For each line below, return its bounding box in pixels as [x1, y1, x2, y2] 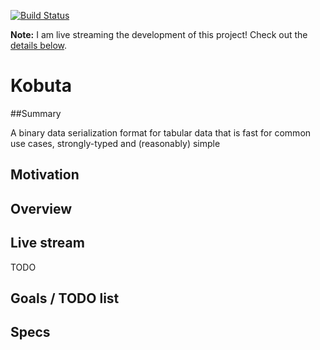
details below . [10, 40, 68, 51]
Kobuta [10, 75, 72, 97]
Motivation [10, 166, 80, 184]
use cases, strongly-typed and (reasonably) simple [10, 137, 221, 149]
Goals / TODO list [10, 290, 120, 307]
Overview [10, 200, 73, 217]
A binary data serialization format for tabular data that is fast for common [10, 126, 312, 139]
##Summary [10, 107, 62, 119]
